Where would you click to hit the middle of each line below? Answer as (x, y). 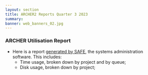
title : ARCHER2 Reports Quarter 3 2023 (47, 14)
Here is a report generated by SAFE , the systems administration (78, 51)
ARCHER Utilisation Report (38, 41)
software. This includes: (37, 57)
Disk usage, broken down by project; (58, 67)
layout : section (22, 10)
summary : (14, 19)
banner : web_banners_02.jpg (34, 23)
